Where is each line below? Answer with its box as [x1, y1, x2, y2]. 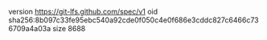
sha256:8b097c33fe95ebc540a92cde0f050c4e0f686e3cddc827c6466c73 [8, 15, 259, 25]
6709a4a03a [8, 24, 51, 33]
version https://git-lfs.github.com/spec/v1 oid [8, 7, 158, 16]
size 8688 [51, 24, 86, 33]
